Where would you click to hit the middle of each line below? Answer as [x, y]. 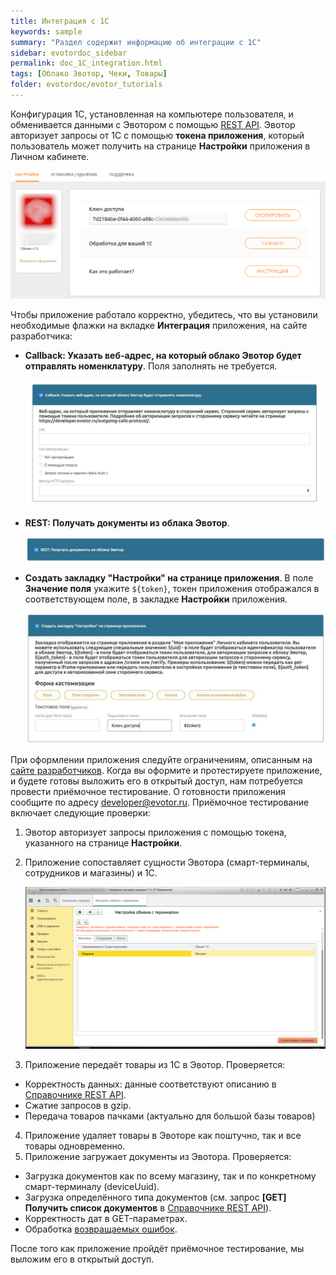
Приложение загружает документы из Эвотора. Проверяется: [158, 1156]
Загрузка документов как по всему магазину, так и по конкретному [170, 1176]
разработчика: [41, 336]
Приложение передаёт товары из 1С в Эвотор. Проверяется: [155, 1064]
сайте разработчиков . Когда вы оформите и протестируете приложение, [166, 771]
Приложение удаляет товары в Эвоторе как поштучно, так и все [163, 1135]
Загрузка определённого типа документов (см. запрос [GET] [155, 1197]
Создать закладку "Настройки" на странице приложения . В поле [169, 577]
